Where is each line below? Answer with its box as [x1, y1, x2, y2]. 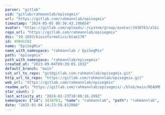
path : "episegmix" [5, 52, 43, 58]
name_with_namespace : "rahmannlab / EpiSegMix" [5, 48, 105, 53]
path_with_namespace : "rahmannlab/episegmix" [5, 57, 100, 62]
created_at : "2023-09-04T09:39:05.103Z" [5, 62, 89, 67]
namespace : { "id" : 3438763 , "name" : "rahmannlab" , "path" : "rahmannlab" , [5, 98, 160, 103]
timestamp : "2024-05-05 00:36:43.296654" [5, 21, 91, 26]
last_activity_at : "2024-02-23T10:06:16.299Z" [5, 93, 102, 98]
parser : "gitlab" [5, 7, 41, 12]
